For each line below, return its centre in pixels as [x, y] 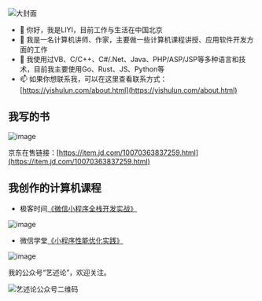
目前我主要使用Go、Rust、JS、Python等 [99, 69]
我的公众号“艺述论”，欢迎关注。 [60, 272]
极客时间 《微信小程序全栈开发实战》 [78, 208]
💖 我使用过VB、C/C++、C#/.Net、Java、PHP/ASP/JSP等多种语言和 [129, 59]
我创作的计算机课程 [55, 188]
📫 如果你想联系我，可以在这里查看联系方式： [93, 79]
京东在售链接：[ [34, 152]
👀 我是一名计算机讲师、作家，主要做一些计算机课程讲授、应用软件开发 [133, 40]
